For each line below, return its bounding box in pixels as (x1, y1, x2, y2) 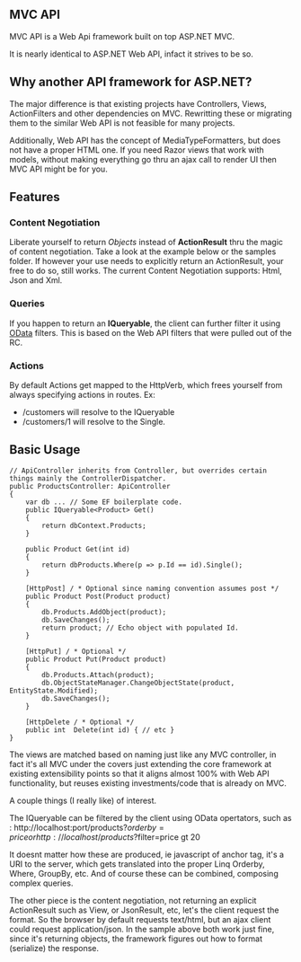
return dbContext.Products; (41, 521, 146, 530)
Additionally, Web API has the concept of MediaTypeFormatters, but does (9, 135, 281, 146)
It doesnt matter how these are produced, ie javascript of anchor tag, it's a (9, 849, 285, 860)
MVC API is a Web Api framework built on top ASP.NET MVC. (9, 31, 235, 41)
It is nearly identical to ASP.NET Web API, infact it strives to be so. (9, 49, 254, 59)
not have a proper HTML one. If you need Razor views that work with (9, 144, 265, 155)
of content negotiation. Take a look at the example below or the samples (9, 246, 277, 257)
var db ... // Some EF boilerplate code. (25, 498, 182, 507)
